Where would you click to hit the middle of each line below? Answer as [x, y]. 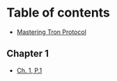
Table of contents [58, 13]
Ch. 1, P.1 [29, 70]
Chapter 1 [28, 54]
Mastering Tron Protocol [51, 32]
